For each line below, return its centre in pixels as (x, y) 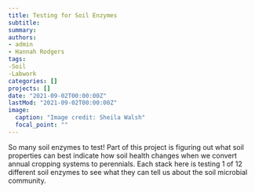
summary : (22, 30)
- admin (21, 45)
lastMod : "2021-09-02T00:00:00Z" (63, 103)
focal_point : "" (42, 125)
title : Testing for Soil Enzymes (63, 15)
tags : (17, 60)
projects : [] (29, 88)
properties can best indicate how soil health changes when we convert (123, 155)
